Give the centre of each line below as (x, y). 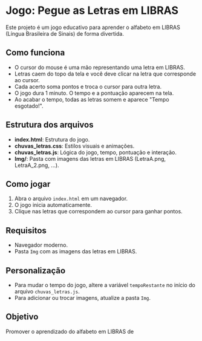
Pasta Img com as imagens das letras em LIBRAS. (76, 252)
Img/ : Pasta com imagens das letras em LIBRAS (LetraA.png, (90, 158)
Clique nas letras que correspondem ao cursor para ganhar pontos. (98, 212)
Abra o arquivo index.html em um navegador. (71, 199)
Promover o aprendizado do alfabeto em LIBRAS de (70, 331)
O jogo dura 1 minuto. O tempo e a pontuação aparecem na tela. (94, 93)
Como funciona (35, 53)
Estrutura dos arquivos (50, 125)
